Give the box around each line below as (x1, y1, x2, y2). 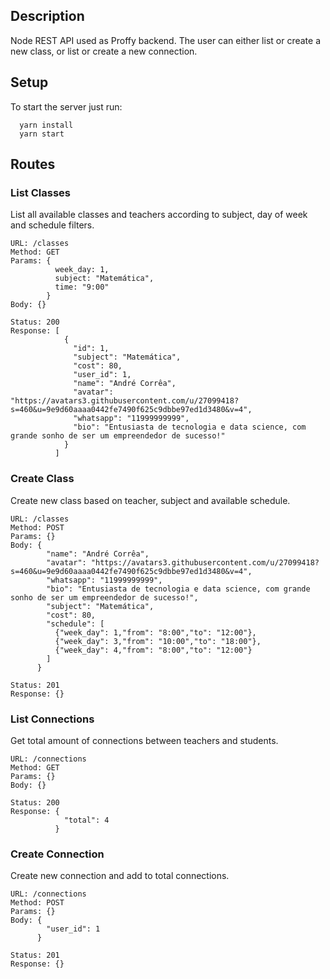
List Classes (10, 185, 71, 199)
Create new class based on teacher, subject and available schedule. (10, 494, 291, 506)
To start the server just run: (10, 100, 123, 113)
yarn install (19, 120, 74, 130)
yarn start (19, 129, 65, 139)
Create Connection (10, 847, 105, 861)
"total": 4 (63, 815, 110, 825)
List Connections (10, 712, 95, 726)
